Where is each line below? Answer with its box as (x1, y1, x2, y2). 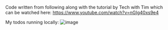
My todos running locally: (5, 19, 59, 25)
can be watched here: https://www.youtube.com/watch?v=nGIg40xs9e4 (5, 9, 159, 15)
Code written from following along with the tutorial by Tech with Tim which (5, 4, 163, 10)
